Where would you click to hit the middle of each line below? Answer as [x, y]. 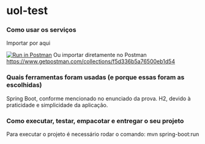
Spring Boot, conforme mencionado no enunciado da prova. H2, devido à [99, 98]
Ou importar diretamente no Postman [100, 55]
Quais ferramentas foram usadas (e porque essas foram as [95, 77]
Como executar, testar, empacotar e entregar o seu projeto [95, 121]
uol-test [27, 11]
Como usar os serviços [41, 30]
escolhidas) [24, 85]
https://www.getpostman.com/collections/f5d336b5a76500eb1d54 [91, 61]
